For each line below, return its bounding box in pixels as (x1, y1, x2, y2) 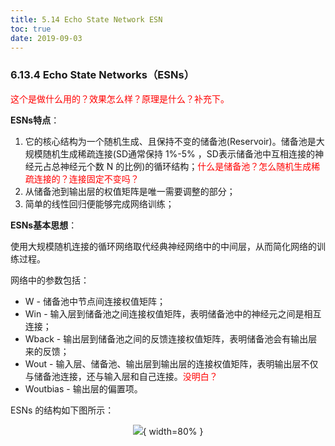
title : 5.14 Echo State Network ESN (10, 14, 163, 25)
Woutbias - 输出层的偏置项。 (24, 382, 143, 395)
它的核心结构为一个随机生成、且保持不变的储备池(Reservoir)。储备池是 (24, 135, 317, 147)
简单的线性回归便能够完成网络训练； (24, 197, 175, 210)
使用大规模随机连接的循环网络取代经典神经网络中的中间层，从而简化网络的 (10, 240, 317, 252)
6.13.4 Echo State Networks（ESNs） (10, 68, 195, 82)
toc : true (10, 24, 52, 34)
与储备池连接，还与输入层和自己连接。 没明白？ (24, 370, 218, 382)
